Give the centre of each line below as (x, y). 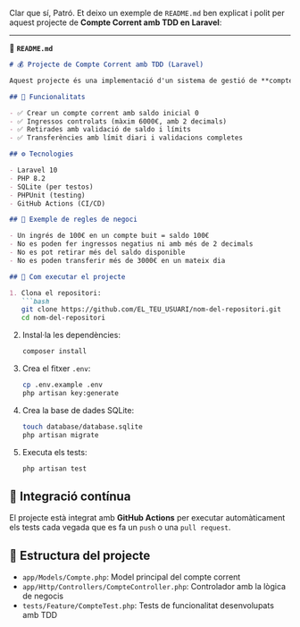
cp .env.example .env (62, 385)
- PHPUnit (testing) (48, 195)
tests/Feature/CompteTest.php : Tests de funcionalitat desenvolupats (148, 606)
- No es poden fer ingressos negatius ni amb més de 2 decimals (131, 244)
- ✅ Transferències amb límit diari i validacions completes (126, 138)
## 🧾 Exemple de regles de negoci (74, 220)
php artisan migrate (60, 435)
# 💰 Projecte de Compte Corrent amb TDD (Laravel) (106, 64)
